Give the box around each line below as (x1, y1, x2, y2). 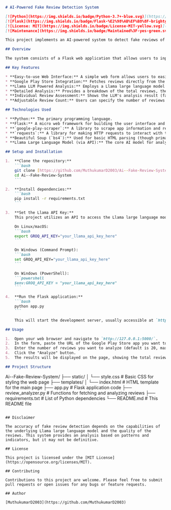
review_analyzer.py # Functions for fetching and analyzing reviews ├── (5, 390, 156, 396)
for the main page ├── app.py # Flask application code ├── (5, 384, 132, 390)
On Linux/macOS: (14, 224, 49, 229)
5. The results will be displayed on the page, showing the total (5, 355, 152, 360)
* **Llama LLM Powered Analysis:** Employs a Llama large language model (5, 84, 165, 89)
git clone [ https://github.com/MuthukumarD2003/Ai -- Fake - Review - (14, 168, 156, 173)
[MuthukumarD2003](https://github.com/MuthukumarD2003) (5, 500, 126, 505)
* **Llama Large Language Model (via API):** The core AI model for (5, 140, 154, 145)
